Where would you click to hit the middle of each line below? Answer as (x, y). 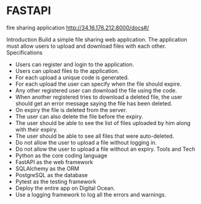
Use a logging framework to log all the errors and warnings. (91, 194)
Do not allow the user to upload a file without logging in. (86, 142)
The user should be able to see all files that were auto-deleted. (95, 136)
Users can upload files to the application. (67, 70)
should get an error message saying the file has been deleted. (94, 103)
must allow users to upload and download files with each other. (86, 46)
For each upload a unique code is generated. (72, 77)
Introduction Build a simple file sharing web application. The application (97, 39)
